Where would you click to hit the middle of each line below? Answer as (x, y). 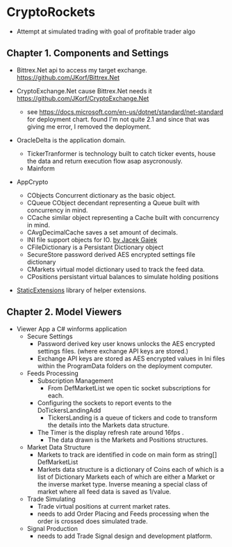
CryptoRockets (51, 12)
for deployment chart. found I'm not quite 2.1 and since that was (118, 119)
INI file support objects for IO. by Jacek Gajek (92, 239)
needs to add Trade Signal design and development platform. (125, 536)
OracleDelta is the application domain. (71, 140)
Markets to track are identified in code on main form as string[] (127, 454)
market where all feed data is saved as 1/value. (104, 491)
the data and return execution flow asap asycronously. (105, 161)
